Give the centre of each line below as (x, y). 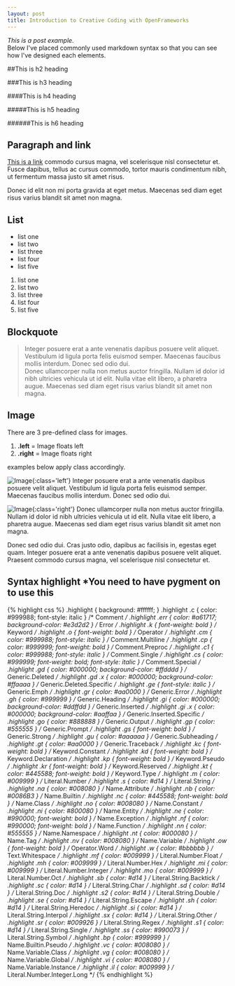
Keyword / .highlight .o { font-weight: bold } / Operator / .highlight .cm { (110, 632)
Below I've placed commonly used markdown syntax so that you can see (112, 48)
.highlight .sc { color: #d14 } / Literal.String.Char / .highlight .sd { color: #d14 (116, 885)
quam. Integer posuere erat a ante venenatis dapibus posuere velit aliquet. (114, 552)
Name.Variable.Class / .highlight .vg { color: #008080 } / (88, 952)
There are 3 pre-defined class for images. (67, 432)
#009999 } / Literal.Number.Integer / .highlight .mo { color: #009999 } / (110, 870)
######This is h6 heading (45, 123)
